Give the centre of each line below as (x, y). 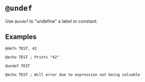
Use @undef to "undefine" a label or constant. (51, 21)
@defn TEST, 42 (21, 48)
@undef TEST (18, 66)
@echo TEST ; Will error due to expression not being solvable (73, 74)
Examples (21, 37)
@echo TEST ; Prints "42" (32, 57)
